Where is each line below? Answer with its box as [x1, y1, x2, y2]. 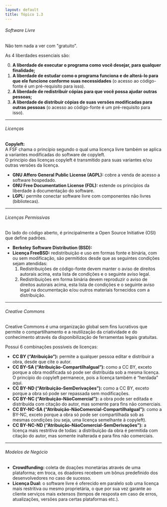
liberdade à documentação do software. [12, 188, 94, 194]
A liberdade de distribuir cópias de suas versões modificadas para [12, 99, 153, 105]
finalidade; [12, 67, 36, 73]
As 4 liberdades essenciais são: [5, 52, 71, 58]
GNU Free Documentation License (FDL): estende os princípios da [12, 182, 150, 188]
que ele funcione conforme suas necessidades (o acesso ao [12, 78, 139, 84]
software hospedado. [12, 177, 56, 183]
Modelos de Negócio [5, 449, 48, 455]
